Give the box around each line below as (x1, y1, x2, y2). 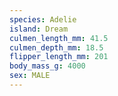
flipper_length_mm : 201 (9, 52, 109, 62)
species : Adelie (9, 14, 77, 25)
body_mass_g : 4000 (9, 61, 86, 71)
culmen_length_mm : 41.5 (9, 33, 109, 43)
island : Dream (9, 24, 69, 34)
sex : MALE (9, 71, 51, 81)
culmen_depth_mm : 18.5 (9, 42, 104, 53)
